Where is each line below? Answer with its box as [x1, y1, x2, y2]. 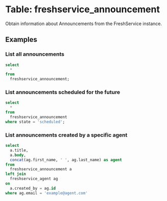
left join [5, 171, 27, 177]
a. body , [10, 152, 27, 158]
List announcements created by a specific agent [5, 131, 128, 139]
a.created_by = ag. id [10, 186, 56, 191]
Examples [5, 35, 37, 44]
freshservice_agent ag [10, 176, 58, 182]
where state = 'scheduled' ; [5, 119, 65, 124]
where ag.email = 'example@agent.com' [5, 190, 88, 195]
